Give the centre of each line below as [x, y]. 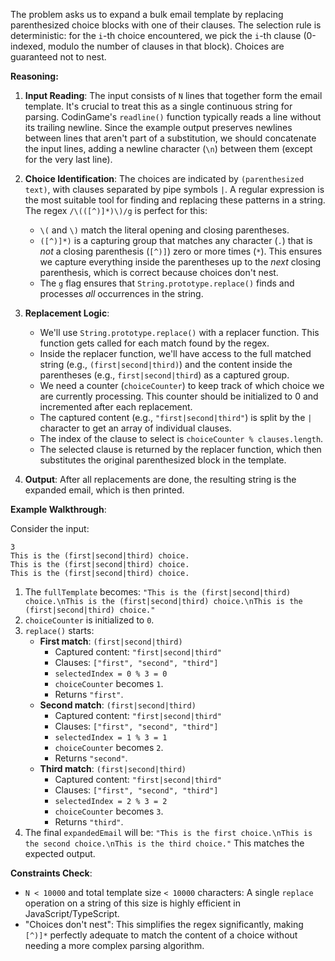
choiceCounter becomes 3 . [109, 811]
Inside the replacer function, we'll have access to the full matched [175, 353]
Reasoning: [34, 76]
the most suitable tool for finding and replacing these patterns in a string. [175, 200]
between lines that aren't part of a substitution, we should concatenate [170, 138]
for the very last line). [68, 159]
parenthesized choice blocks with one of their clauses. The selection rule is [166, 25]
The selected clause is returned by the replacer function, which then [180, 449]
